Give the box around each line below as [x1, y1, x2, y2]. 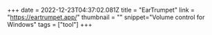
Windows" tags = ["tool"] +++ [7, 21, 93, 28]
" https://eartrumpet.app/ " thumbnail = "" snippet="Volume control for [7, 13, 205, 21]
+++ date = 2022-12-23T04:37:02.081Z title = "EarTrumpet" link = [7, 6, 195, 14]
